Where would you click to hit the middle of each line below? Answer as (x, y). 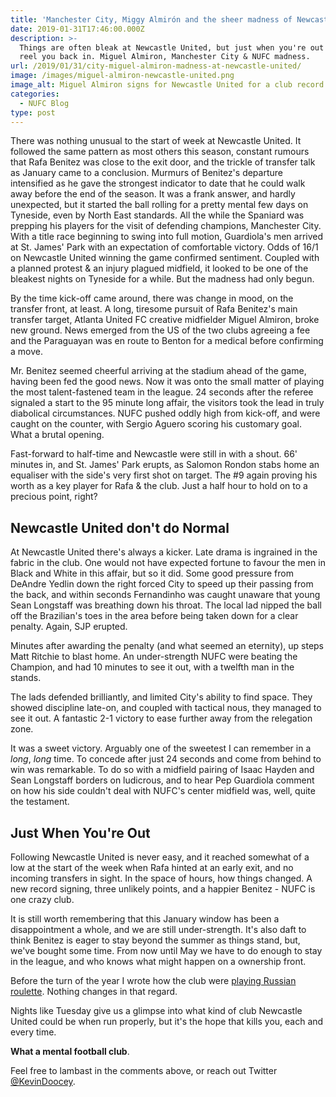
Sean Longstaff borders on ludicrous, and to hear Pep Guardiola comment (162, 780)
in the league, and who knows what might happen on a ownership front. (158, 961)
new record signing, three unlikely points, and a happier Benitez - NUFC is (163, 889)
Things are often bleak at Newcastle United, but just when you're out (172, 47)
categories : (35, 94)
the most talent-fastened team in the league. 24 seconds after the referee (162, 392)
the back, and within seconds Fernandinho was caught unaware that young (165, 595)
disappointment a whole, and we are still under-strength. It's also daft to (158, 929)
